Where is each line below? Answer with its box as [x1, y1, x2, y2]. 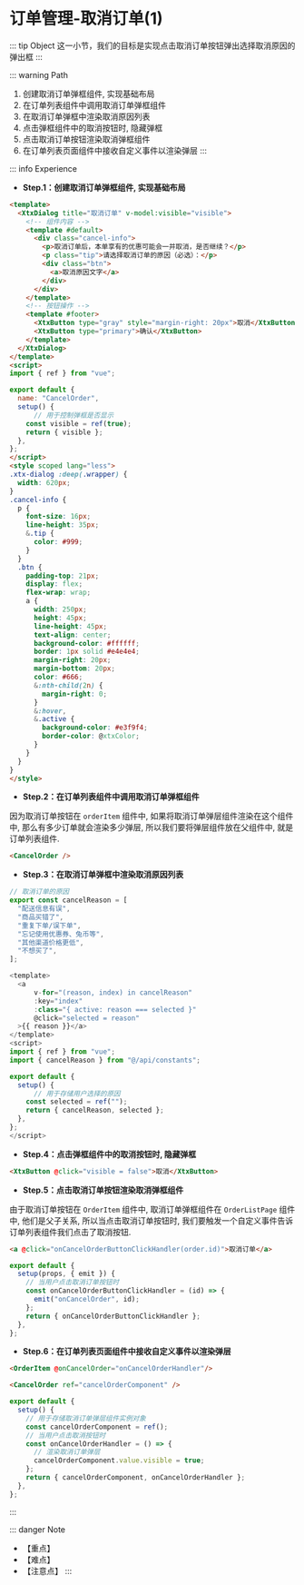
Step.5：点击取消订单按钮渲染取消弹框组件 [22, 1184, 184, 1195]
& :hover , [33, 706, 67, 716]
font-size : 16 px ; [25, 512, 92, 521]
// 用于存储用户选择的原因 [33, 1089, 121, 1098]
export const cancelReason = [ [9, 896, 128, 905]
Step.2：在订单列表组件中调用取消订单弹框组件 [22, 791, 200, 802]
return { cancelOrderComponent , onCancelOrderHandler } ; [25, 1473, 246, 1482]
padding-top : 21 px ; [25, 571, 100, 580]
